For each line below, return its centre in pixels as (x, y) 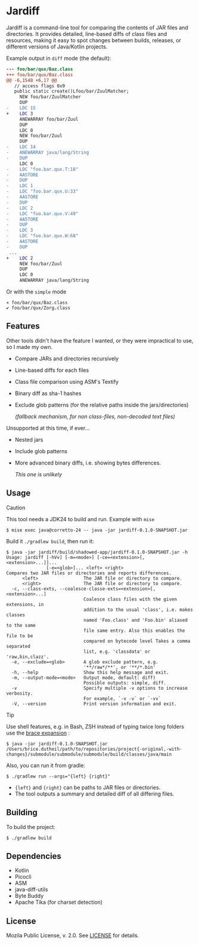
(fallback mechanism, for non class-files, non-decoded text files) (95, 416)
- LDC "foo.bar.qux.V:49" (42, 213)
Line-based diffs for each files (52, 370)
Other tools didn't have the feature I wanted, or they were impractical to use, (100, 340)
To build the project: (31, 827)
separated (18, 646)
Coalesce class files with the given (130, 599)
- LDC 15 (21, 108)
